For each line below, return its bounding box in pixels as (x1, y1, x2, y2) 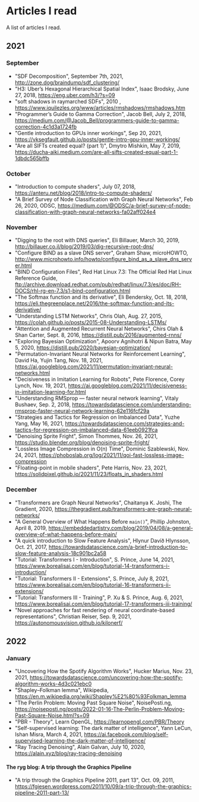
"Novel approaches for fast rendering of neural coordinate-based (14, 606, 175, 613)
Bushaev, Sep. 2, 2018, (14, 401, 71, 408)
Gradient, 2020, (14, 505, 53, 512)
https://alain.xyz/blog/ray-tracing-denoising (14, 750, 122, 757)
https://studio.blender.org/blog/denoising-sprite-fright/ (14, 439, 150, 446)
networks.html (14, 369, 50, 377)
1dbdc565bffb (14, 155, 49, 162)
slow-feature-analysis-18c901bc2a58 (14, 549, 107, 557)
